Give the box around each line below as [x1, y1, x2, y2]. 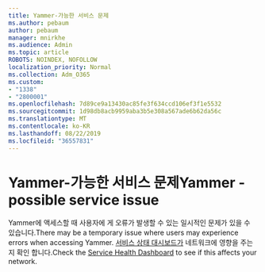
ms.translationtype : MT [8, 115, 87, 123]
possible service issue [8, 191, 159, 209]
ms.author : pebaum [8, 19, 69, 27]
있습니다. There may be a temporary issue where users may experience [8, 228, 239, 238]
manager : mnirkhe [8, 33, 66, 42]
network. [8, 257, 38, 266]
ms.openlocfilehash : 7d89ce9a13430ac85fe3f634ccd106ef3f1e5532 [8, 100, 222, 108]
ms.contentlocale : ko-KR [8, 122, 90, 130]
